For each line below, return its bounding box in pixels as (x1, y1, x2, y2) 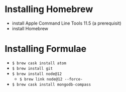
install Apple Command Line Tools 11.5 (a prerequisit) (12, 20, 121, 26)
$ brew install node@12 (12, 71, 62, 76)
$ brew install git (12, 66, 53, 71)
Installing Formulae (5, 43, 87, 55)
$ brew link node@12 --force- (19, 76, 83, 81)
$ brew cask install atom (12, 60, 66, 66)
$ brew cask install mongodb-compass (12, 82, 91, 87)
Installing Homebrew (5, 4, 93, 15)
